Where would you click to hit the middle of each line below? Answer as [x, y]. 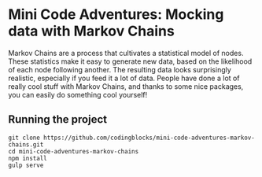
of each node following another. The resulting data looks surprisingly [120, 69]
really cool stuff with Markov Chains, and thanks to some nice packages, [126, 86]
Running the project [58, 120]
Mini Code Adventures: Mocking [116, 15]
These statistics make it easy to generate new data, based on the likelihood [130, 61]
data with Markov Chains [91, 31]
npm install [28, 158]
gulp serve [26, 165]
